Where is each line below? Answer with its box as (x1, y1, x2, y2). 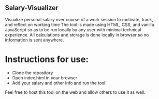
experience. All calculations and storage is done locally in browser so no (5, 32, 149, 37)
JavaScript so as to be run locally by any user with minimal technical (5, 26, 141, 33)
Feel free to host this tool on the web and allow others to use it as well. (5, 89, 145, 95)
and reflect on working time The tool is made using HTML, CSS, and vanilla (5, 22, 155, 27)
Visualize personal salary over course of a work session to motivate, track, (5, 16, 153, 22)
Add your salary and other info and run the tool (12, 80, 105, 86)
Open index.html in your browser (12, 74, 77, 81)
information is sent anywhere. (5, 37, 64, 43)
